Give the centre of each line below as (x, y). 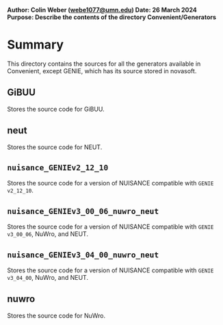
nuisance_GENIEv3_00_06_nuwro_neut (83, 211)
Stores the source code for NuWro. (56, 315)
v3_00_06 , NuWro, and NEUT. (48, 234)
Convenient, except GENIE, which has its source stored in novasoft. (102, 70)
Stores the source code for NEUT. (55, 147)
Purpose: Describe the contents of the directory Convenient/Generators (112, 17)
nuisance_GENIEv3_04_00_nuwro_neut (83, 255)
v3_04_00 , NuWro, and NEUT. (48, 277)
